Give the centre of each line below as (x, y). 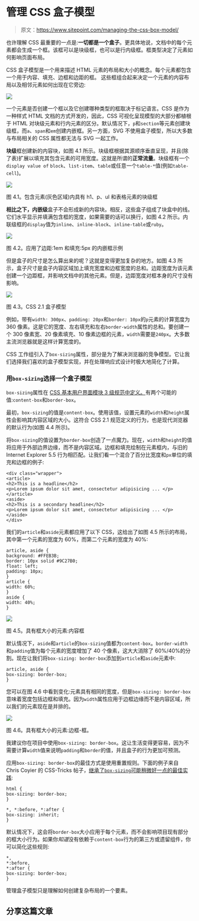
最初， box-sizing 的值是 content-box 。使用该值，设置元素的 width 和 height (95, 413)
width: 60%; (21, 587)
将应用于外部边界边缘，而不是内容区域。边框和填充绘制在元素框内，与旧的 (97, 447)
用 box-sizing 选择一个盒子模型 (49, 378)
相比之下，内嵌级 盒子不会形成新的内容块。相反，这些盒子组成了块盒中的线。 (99, 209)
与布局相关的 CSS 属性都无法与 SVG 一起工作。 (64, 138)
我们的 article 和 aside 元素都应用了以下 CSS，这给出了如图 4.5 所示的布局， (98, 532)
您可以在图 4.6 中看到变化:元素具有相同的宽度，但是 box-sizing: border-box (99, 692)
